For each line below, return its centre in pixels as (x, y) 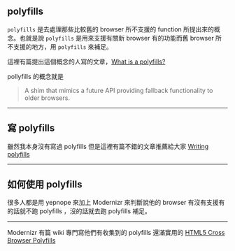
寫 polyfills (31, 128)
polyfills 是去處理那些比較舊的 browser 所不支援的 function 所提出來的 (111, 29)
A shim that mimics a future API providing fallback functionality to (119, 90)
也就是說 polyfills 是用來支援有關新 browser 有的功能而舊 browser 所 (121, 38)
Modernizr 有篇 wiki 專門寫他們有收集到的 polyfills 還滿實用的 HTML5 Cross (116, 233)
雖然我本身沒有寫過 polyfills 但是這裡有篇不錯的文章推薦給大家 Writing (108, 146)
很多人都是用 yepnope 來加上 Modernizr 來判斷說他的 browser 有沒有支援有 (116, 203)
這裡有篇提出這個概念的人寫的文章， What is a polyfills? (86, 62)
